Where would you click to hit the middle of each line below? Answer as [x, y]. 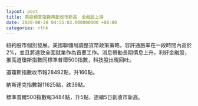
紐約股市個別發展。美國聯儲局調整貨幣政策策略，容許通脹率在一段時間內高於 [99, 45]
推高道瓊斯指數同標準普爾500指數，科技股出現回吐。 [70, 60]
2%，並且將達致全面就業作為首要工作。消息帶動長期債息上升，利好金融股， [98, 53]
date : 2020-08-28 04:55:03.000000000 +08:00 [62, 22]
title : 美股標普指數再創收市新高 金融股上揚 [55, 17]
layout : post [22, 11]
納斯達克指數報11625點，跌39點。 [47, 85]
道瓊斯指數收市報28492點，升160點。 [52, 72]
